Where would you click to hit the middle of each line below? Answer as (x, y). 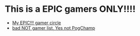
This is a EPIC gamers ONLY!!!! (70, 9)
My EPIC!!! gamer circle (36, 23)
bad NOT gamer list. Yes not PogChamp (54, 28)
